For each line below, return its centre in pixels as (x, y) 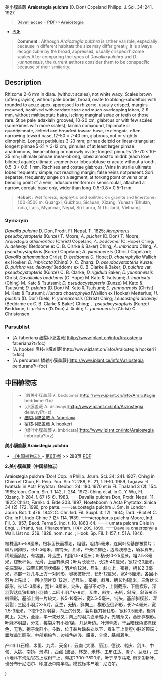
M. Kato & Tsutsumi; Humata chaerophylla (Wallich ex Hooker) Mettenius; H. (81, 293)
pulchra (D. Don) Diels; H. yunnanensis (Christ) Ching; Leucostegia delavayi (81, 298)
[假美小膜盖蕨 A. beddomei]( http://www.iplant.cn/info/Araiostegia (90, 395)
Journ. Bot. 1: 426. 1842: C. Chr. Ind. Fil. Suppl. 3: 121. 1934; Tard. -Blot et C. (81, 513)
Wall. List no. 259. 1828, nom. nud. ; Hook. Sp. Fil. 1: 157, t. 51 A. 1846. (74, 533)
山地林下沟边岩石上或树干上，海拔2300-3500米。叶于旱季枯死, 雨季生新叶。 (82, 658)
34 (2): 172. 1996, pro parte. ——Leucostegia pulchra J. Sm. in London (75, 507)
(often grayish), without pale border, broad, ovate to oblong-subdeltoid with (81, 99)
